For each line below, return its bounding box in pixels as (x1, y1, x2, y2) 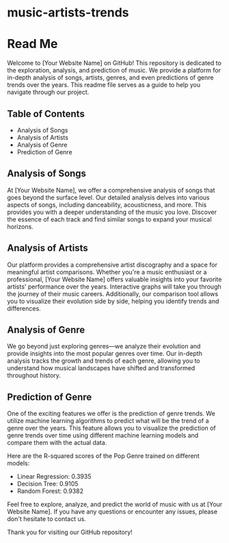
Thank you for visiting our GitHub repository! (7, 528, 133, 536)
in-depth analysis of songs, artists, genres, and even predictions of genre (7, 73, 214, 82)
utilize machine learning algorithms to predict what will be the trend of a (7, 417, 210, 425)
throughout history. (7, 372, 62, 380)
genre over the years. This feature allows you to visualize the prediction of (7, 424, 217, 433)
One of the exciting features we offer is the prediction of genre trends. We (7, 409, 215, 418)
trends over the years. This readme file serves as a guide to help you (7, 81, 201, 89)
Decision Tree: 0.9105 (16, 480, 79, 488)
